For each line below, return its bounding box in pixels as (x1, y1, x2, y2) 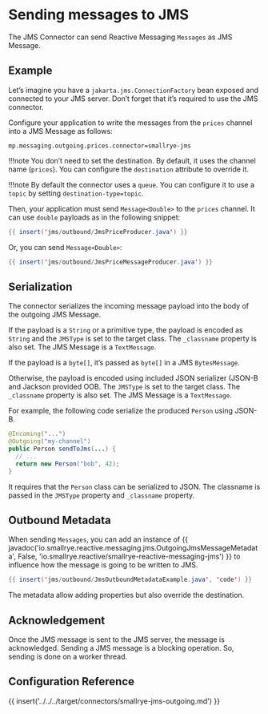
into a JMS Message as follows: (8, 126, 114, 135)
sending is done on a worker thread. (8, 651, 128, 662)
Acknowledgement (8, 613, 106, 627)
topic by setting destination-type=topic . (8, 188, 144, 198)
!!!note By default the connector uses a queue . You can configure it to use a (8, 180, 254, 189)
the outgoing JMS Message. (8, 310, 102, 320)
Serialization (8, 280, 73, 293)
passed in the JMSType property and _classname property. (8, 490, 195, 500)
